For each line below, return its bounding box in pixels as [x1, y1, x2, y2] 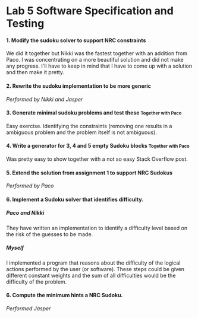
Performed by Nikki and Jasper [6, 96, 83, 103]
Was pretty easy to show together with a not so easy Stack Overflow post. [6, 155, 188, 163]
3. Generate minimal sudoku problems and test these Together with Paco [6, 109, 182, 116]
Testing [6, 17, 45, 30]
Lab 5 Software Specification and [6, 4, 174, 18]
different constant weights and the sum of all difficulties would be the [6, 272, 176, 279]
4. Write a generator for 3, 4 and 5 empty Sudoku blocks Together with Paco [6, 142, 190, 150]
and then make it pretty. [6, 69, 64, 76]
